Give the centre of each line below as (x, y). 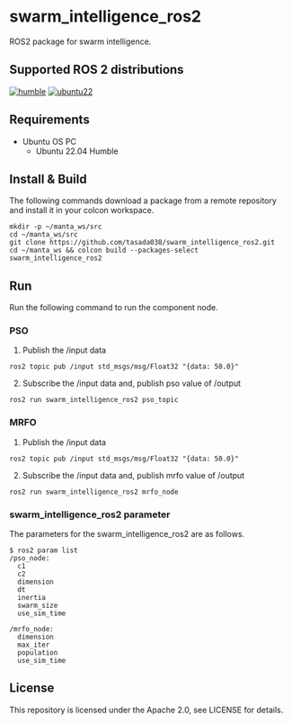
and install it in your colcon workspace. (82, 210)
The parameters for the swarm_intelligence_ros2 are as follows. (127, 534)
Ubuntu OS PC (49, 141)
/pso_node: (30, 559)
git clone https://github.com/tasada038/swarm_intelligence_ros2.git (142, 243)
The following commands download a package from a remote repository (143, 201)
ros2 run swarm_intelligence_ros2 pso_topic (94, 400)
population (38, 653)
